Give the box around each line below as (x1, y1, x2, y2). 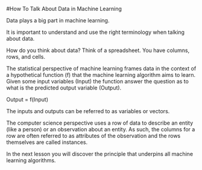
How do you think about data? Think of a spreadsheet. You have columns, (6, 47, 190, 54)
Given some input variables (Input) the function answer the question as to (6, 78, 189, 85)
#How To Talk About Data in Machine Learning (6, 5, 122, 12)
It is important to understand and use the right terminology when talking (6, 28, 185, 36)
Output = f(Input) (6, 96, 48, 103)
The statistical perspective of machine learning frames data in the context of (6, 65, 197, 72)
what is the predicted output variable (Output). (6, 84, 122, 91)
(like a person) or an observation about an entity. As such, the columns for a (6, 126, 195, 132)
